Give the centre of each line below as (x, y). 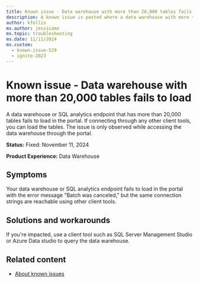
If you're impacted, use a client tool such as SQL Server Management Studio (99, 234)
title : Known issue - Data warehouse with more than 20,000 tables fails (99, 12)
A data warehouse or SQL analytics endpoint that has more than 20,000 (94, 114)
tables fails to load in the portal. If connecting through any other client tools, (99, 120)
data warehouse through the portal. (49, 133)
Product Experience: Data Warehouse (53, 156)
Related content (36, 260)
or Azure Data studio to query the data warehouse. (68, 241)
